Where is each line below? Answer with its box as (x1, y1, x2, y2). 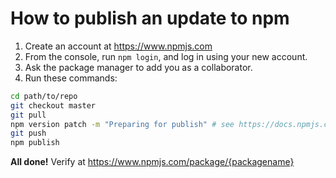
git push (10, 128, 47, 139)
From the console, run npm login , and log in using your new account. (24, 50, 308, 62)
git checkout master (10, 100, 97, 111)
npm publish (10, 138, 60, 148)
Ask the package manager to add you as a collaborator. (24, 61, 253, 73)
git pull (10, 110, 47, 120)
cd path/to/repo (10, 91, 78, 101)
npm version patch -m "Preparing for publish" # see (10, 119, 235, 129)
